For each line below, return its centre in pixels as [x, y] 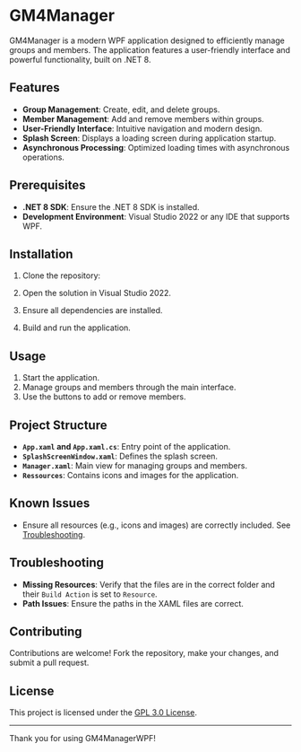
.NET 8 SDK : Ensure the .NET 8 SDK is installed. [111, 206]
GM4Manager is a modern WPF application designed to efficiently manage [147, 40]
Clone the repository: [61, 275]
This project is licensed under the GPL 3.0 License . [103, 713]
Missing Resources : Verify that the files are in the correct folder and [149, 584]
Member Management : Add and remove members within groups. [143, 118]
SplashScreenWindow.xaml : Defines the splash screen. [120, 456]
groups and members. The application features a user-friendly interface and [150, 49]
